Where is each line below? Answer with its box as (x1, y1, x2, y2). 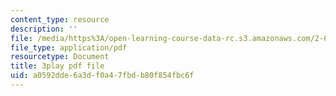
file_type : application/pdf (10, 42, 128, 53)
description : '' (10, 24, 78, 34)
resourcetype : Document (10, 52, 110, 62)
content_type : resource (10, 14, 110, 25)
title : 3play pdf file (10, 61, 105, 71)
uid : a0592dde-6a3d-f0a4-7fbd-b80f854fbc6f (10, 71, 195, 81)
